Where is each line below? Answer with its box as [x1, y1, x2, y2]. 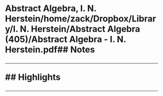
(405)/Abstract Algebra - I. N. [5, 34, 126, 45]
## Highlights [5, 72, 61, 83]
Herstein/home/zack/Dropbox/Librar [5, 13, 156, 24]
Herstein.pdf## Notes [5, 44, 95, 55]
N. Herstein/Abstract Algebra [20, 24, 141, 34]
